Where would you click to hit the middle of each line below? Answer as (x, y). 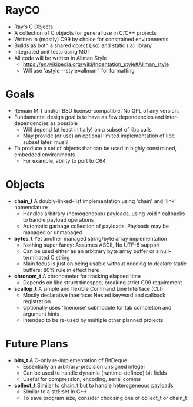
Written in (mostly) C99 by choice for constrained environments (91, 39)
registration (37, 301)
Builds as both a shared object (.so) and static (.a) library (83, 45)
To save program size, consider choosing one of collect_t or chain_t (105, 398)
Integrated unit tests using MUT (52, 51)
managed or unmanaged (53, 232)
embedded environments (44, 155)
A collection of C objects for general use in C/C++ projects (85, 32)
